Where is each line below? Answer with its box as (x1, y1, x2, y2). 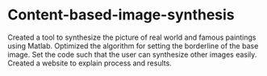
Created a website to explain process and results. (7, 58, 173, 68)
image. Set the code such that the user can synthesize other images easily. (7, 49, 257, 59)
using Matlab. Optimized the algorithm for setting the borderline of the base (7, 40, 259, 50)
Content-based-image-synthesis (7, 6, 235, 24)
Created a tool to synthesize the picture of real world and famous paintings (7, 32, 257, 42)
